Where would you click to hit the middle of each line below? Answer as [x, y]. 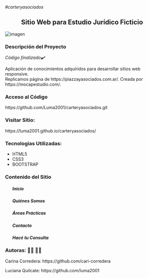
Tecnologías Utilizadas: [33, 143]
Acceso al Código [26, 97]
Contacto [22, 225]
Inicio [18, 188]
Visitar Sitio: [20, 120]
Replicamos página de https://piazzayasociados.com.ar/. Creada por [74, 79]
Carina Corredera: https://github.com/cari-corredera [58, 261]
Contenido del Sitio [28, 177]
